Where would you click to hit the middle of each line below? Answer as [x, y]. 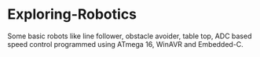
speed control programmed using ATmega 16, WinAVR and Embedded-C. [126, 44]
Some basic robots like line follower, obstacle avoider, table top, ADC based [130, 36]
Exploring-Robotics [72, 14]
